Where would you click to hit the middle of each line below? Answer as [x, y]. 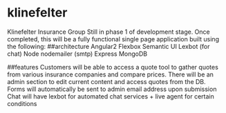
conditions [22, 103]
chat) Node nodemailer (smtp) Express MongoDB [77, 54]
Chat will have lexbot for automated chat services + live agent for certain [111, 96]
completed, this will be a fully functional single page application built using [113, 39]
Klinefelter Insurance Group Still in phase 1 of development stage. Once [109, 32]
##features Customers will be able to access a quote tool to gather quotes [113, 67]
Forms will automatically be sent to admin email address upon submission [112, 89]
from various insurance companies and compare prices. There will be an [111, 74]
